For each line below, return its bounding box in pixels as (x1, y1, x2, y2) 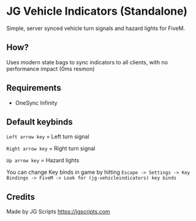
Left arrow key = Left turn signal (6, 133, 90, 140)
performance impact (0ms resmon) (6, 65, 95, 72)
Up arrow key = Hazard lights (6, 157, 80, 164)
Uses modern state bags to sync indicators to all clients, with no (6, 58, 168, 66)
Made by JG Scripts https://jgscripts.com (6, 208, 110, 215)
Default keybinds (6, 116, 73, 127)
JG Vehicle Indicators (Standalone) (6, 4, 188, 18)
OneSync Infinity (15, 99, 58, 107)
